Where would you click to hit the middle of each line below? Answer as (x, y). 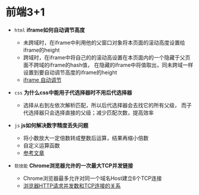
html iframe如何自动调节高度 (49, 30)
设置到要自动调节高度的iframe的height (70, 72)
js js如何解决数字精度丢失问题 (51, 125)
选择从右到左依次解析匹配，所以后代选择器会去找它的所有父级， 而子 (107, 105)
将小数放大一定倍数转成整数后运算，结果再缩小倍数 (86, 138)
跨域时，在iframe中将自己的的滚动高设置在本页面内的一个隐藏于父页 (107, 57)
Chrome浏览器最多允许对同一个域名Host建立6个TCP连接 (92, 178)
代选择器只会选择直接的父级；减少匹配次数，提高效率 (88, 112)
